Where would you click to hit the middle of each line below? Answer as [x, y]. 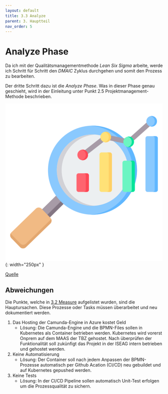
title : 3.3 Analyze [25, 16]
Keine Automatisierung [36, 354]
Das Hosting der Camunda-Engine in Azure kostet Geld [69, 322]
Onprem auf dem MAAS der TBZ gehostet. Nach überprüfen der [86, 338]
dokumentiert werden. [28, 313]
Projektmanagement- [127, 91]
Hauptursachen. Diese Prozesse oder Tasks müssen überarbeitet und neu [81, 307]
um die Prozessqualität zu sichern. [55, 386]
